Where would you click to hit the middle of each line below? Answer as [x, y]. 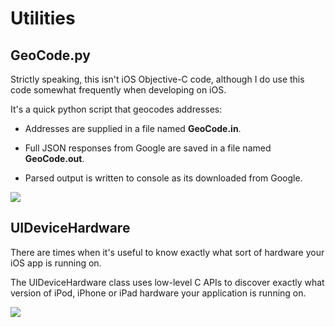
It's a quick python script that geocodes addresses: [116, 109]
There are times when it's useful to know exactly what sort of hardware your [167, 252]
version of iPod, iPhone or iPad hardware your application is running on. [158, 293]
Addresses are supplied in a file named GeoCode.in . [133, 128]
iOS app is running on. [56, 263]
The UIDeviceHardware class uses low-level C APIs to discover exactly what [167, 282]
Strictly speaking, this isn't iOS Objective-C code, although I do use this [157, 79]
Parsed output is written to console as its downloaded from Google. [163, 178]
